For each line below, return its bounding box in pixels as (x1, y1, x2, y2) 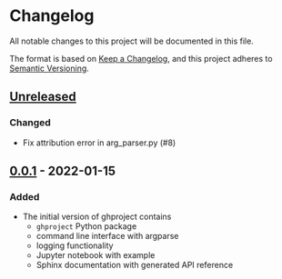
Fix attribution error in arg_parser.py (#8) (22, 137, 176, 148)
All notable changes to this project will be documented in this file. (9, 35, 255, 46)
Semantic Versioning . (9, 63, 89, 74)
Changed (9, 116, 52, 129)
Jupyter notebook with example (35, 250, 156, 261)
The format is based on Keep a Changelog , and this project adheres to (9, 53, 273, 64)
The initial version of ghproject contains (22, 211, 172, 223)
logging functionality (35, 240, 114, 251)
